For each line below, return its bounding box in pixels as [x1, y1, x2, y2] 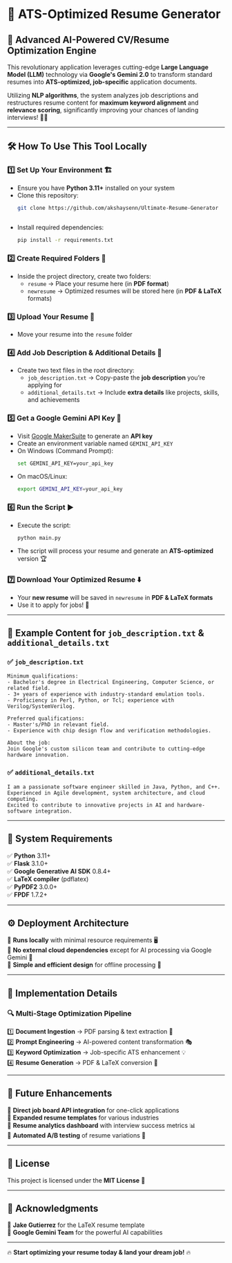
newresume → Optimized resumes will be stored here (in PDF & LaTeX [27, 287, 222, 295]
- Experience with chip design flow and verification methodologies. [7, 727, 212, 734]
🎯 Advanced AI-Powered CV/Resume [7, 34, 170, 46]
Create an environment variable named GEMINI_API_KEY [17, 439, 173, 448]
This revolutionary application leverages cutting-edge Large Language [7, 63, 209, 71]
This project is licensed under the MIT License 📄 [7, 1176, 146, 1184]
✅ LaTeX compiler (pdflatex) [7, 874, 89, 883]
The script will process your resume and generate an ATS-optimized [17, 547, 214, 555]
